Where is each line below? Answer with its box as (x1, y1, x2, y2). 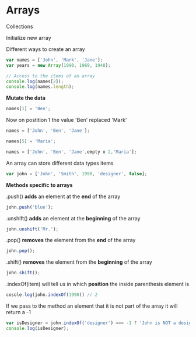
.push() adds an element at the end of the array (6, 193, 121, 200)
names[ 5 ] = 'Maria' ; (6, 138, 57, 144)
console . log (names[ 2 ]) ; (6, 79, 64, 84)
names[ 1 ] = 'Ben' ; (6, 106, 51, 112)
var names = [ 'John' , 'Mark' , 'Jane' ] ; (6, 57, 103, 63)
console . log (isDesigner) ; (6, 325, 69, 331)
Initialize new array (6, 34, 51, 41)
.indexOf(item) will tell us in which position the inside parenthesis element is (6, 281, 190, 288)
